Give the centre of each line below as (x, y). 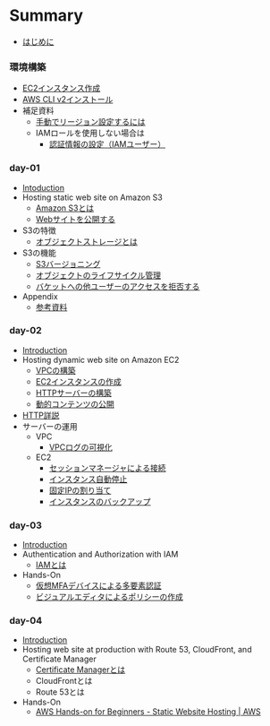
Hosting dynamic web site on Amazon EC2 (101, 359)
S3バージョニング (68, 264)
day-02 (25, 331)
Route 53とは (60, 692)
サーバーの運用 (50, 426)
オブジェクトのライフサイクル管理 (98, 275)
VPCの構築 (55, 370)
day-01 (25, 169)
